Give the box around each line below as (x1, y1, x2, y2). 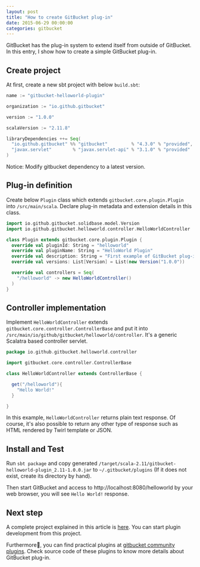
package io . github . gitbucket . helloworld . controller (6, 349, 137, 355)
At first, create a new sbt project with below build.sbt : (6, 81, 140, 88)
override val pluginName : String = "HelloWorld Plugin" (11, 248, 153, 254)
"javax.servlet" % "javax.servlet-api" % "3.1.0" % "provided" (11, 147, 190, 153)
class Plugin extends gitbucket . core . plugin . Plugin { (6, 237, 143, 243)
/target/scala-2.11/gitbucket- (98, 461, 177, 467)
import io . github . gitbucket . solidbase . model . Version (6, 220, 140, 227)
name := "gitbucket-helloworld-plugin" (6, 93, 105, 99)
